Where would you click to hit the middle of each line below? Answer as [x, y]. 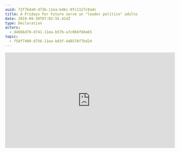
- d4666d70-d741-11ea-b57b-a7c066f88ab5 [51, 32]
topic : [12, 37]
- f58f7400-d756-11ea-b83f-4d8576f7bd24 [51, 41]
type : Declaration [24, 23]
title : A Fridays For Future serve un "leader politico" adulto [71, 14]
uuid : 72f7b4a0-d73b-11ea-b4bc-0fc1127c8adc [51, 9]
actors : [13, 28]
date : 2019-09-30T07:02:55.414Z [38, 18]
